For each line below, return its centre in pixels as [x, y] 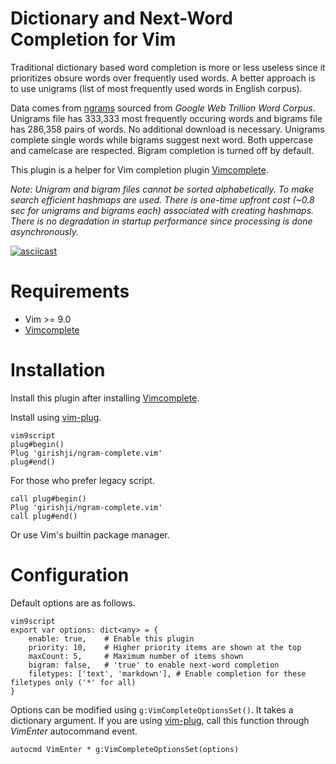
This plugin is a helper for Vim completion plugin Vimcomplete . [139, 169]
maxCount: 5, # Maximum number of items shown [136, 656]
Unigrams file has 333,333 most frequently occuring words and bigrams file [166, 118]
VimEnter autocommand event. [74, 731]
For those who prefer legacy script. [82, 480]
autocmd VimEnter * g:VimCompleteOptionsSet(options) [125, 749]
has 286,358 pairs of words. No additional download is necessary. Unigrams [167, 129]
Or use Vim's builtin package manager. [90, 534]
